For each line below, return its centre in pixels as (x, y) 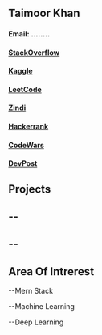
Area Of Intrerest (51, 271)
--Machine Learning (41, 307)
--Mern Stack (31, 291)
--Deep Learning (36, 322)
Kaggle (21, 71)
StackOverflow (34, 53)
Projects (30, 189)
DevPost (23, 163)
